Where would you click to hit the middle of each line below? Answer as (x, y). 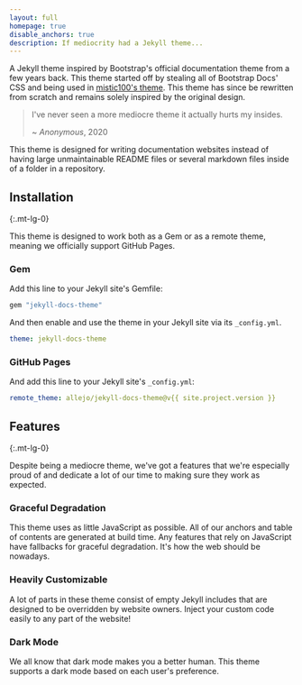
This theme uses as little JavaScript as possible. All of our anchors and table (151, 527)
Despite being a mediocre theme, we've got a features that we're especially (150, 466)
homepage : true (38, 26)
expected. (28, 485)
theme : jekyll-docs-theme (58, 339)
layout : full (34, 18)
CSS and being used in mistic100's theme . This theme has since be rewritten (151, 87)
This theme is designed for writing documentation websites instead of (139, 150)
